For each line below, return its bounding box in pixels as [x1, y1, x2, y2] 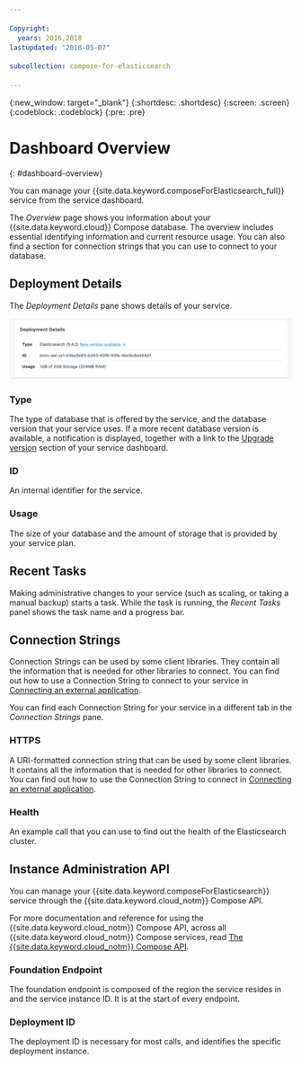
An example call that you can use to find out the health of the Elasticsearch [9, 826, 288, 837]
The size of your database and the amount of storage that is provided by [9, 528, 278, 539]
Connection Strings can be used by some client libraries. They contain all [9, 656, 280, 667]
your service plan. [9, 537, 76, 548]
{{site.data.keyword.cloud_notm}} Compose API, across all [9, 921, 226, 933]
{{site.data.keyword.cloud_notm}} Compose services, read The [9, 931, 243, 942]
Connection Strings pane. [9, 712, 104, 723]
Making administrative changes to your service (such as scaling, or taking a [9, 587, 289, 598]
